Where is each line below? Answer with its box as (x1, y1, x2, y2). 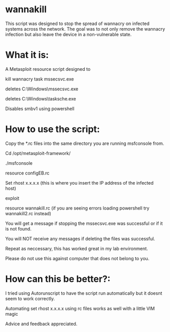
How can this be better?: (5, 273, 111, 285)
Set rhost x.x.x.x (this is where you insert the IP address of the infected (5, 180, 154, 186)
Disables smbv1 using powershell (5, 106, 75, 112)
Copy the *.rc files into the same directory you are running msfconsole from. (5, 140, 164, 146)
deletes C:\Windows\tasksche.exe (5, 95, 76, 101)
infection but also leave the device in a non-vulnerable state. (5, 31, 132, 37)
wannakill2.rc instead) (5, 210, 52, 216)
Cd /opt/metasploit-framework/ (5, 150, 71, 156)
